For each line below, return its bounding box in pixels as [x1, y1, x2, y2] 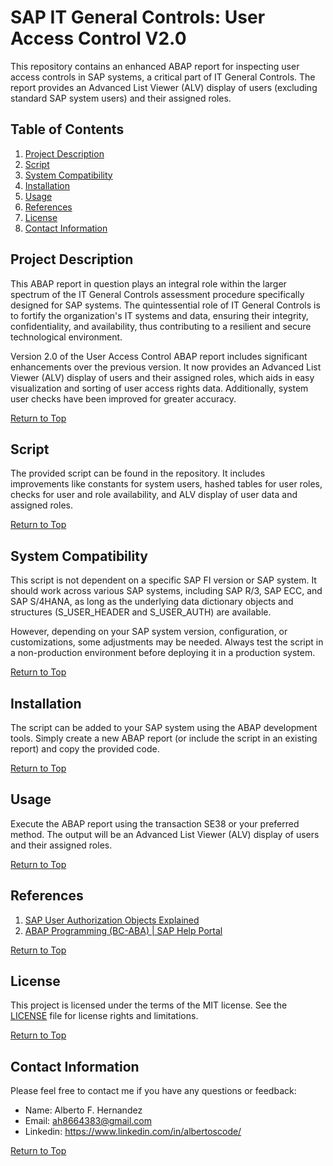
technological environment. [10, 331, 123, 343]
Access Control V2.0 [10, 27, 187, 50]
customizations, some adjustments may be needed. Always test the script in [10, 636, 324, 648]
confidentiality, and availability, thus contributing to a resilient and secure [10, 320, 312, 332]
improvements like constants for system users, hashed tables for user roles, [10, 478, 323, 490]
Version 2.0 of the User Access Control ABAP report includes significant [10, 350, 308, 362]
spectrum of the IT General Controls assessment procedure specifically [10, 288, 305, 300]
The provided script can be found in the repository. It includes [10, 467, 266, 480]
